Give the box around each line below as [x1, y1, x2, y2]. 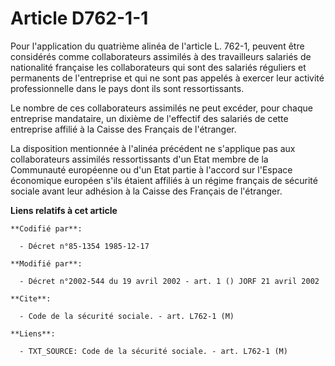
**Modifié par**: [10, 258, 83, 269]
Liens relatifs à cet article [10, 204, 118, 216]
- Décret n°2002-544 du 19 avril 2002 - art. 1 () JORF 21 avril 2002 [19, 276, 320, 286]
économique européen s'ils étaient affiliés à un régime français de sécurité [10, 174, 318, 186]
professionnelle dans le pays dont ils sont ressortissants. [10, 82, 245, 94]
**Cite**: [10, 293, 52, 304]
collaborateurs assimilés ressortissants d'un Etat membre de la [10, 153, 269, 165]
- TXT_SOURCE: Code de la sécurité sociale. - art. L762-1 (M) [19, 346, 288, 356]
